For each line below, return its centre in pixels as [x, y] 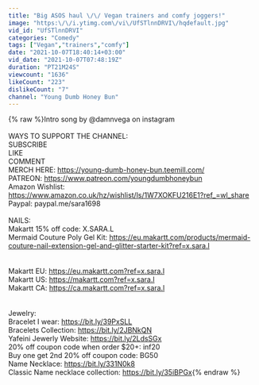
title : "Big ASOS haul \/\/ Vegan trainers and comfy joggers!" [117, 15]
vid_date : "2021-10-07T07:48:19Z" [66, 60]
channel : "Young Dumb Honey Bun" [64, 97]
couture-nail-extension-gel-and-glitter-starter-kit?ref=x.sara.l [109, 246]
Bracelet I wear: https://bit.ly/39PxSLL [70, 321]
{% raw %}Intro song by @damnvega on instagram [92, 119]
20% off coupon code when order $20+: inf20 [84, 347]
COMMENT [27, 162]
